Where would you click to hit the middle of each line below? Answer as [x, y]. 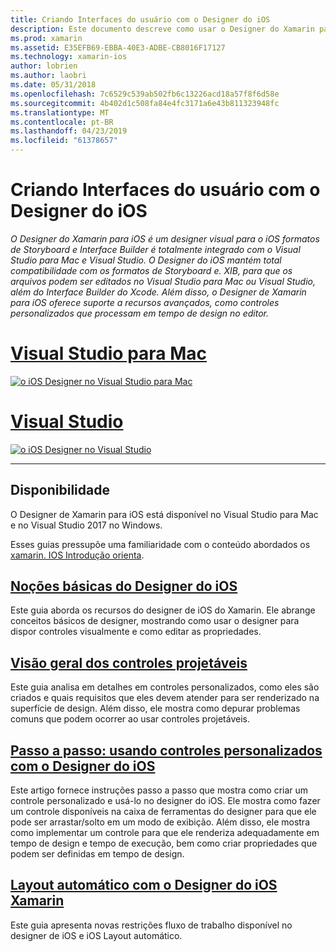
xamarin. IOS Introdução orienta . [77, 555]
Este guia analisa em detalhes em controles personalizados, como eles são [165, 687]
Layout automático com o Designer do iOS [144, 885]
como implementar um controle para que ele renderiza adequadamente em [165, 833]
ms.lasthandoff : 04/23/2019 [69, 131]
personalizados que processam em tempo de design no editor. [139, 313]
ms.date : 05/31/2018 [53, 85]
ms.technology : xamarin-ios [69, 57]
